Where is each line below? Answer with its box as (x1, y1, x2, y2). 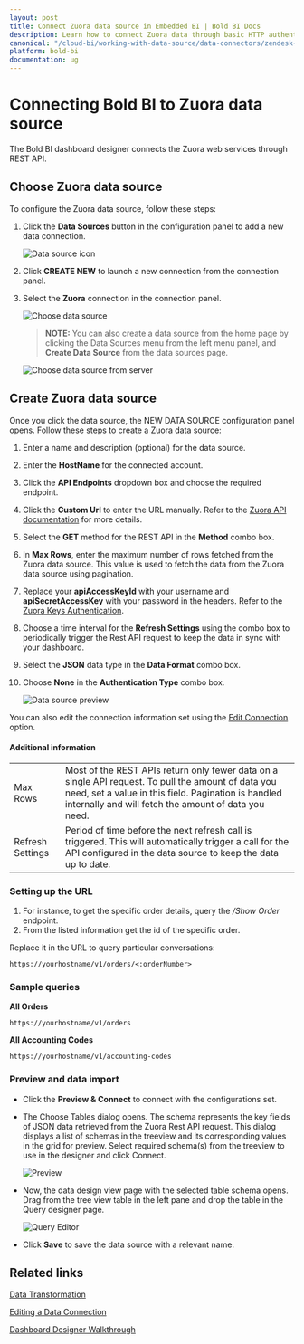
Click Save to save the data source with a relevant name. (22, 1239, 235, 1250)
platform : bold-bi (9, 47, 79, 56)
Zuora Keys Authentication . (22, 605, 125, 615)
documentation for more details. (22, 513, 143, 525)
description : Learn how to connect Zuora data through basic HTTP (9, 30, 265, 39)
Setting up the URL (9, 884, 93, 897)
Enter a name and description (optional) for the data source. (22, 442, 246, 453)
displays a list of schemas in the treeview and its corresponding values (22, 1130, 287, 1141)
